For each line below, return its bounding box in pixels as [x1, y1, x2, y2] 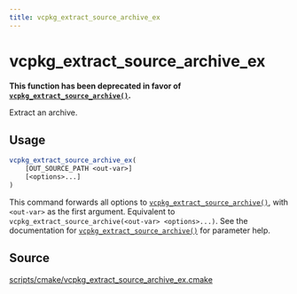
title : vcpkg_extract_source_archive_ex [9, 12, 161, 22]
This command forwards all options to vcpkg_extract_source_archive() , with [9, 197, 289, 207]
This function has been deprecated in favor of [9, 81, 182, 91]
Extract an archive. [9, 107, 78, 118]
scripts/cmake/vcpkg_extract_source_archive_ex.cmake [9, 274, 213, 284]
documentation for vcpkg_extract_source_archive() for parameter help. [9, 225, 270, 236]
